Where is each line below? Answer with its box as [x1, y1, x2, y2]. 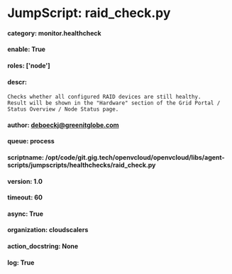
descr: [7, 77, 27, 86]
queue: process [7, 137, 55, 146]
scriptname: [7, 153, 45, 161]
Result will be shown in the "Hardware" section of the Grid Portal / [7, 99, 221, 107]
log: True [7, 258, 35, 267]
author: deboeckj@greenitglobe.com [7, 121, 119, 129]
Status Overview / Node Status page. [7, 106, 119, 113]
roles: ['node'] [7, 61, 51, 70]
